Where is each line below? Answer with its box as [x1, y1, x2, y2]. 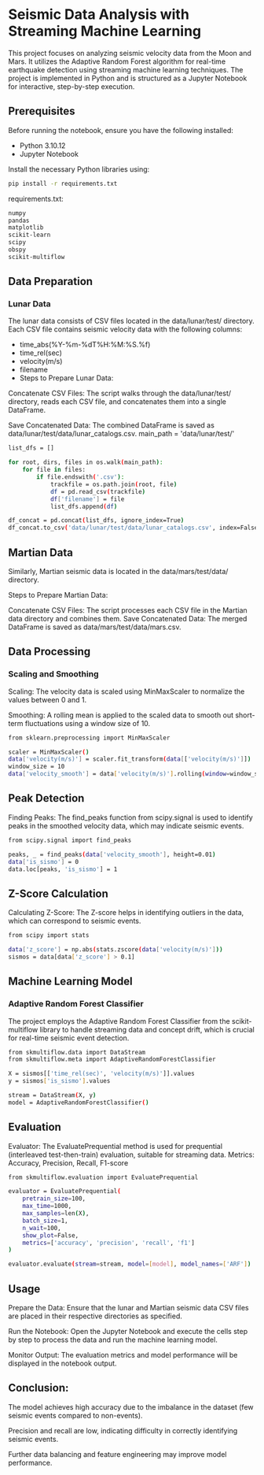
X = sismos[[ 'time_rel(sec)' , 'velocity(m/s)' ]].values [8, 1069, 195, 1078]
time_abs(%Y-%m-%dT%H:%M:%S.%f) [19, 340, 151, 350]
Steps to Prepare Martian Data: [8, 591, 108, 599]
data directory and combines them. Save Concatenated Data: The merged [8, 614, 247, 623]
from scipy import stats [8, 932, 90, 939]
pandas [8, 217, 30, 224]
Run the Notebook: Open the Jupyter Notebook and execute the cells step [8, 1327, 248, 1336]
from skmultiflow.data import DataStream [8, 1048, 146, 1056]
